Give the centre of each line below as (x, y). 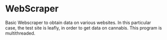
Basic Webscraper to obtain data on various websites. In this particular (78, 22)
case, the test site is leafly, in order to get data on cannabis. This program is (83, 27)
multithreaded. (20, 33)
